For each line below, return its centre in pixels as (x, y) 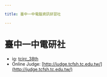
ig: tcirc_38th (25, 59)
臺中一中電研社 (35, 44)
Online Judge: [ (27, 64)
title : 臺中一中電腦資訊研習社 (33, 14)
